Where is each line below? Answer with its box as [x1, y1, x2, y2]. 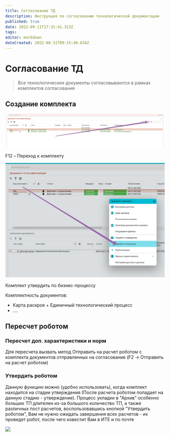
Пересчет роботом [5, 322, 68, 331]
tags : [5, 29, 17, 35]
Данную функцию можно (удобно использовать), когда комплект [5, 384, 147, 390]
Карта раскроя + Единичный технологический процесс [12, 302, 133, 308]
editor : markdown [5, 35, 42, 40]
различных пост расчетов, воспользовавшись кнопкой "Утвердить [5, 405, 151, 412]
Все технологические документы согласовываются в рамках [17, 79, 151, 86]
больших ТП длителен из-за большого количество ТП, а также [5, 400, 142, 406]
